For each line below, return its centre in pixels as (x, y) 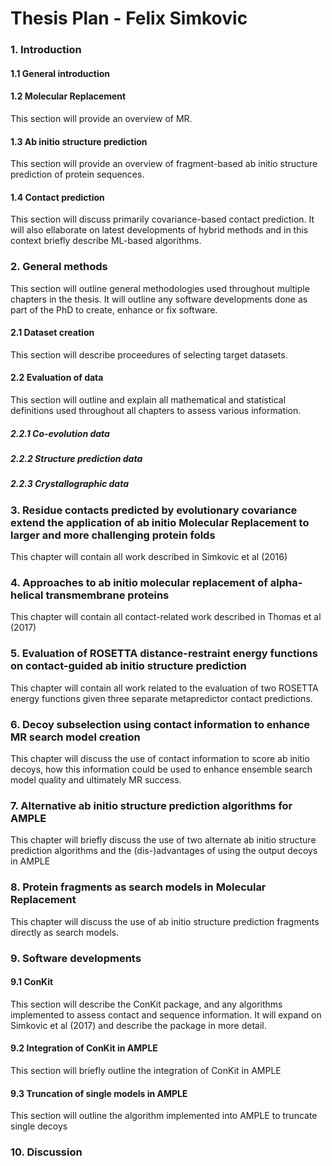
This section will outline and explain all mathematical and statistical (148, 400)
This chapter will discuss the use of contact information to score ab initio (160, 758)
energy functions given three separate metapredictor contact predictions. (161, 698)
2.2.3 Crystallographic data (70, 484)
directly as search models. (65, 932)
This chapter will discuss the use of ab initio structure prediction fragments (165, 921)
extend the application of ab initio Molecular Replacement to (160, 522)
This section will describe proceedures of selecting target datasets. (149, 354)
